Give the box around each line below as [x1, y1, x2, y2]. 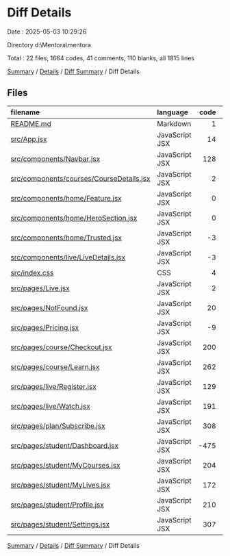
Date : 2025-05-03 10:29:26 [7, 27, 87, 36]
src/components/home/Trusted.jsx [10, 233, 122, 242]
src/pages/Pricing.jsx [10, 323, 79, 332]
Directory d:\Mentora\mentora [7, 40, 91, 49]
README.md [10, 118, 51, 128]
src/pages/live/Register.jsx [10, 381, 97, 391]
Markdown [157, 118, 192, 128]
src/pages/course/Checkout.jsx [10, 342, 112, 352]
